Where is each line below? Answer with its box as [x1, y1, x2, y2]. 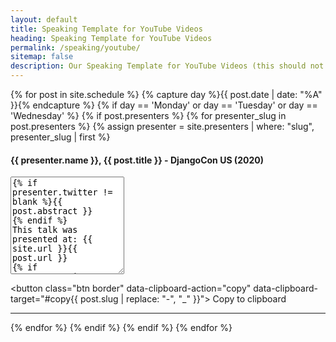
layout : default [10, 14, 78, 25]
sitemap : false [10, 52, 74, 62]
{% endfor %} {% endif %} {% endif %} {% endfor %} [10, 322, 233, 334]
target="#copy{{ [10, 293, 79, 305]
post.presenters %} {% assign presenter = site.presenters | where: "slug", [10, 121, 315, 132]
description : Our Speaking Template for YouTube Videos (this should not [10, 61, 325, 71]
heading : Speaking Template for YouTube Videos [10, 33, 213, 43]
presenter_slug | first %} [10, 131, 111, 143]
